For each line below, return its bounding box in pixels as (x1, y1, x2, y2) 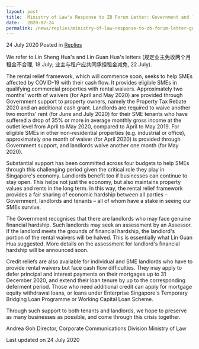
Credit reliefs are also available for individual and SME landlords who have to (6, 258, 193, 265)
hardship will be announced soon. (6, 247, 89, 254)
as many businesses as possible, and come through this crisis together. (6, 314, 181, 321)
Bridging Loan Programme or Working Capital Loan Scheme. (6, 296, 154, 303)
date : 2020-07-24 (6, 20, 54, 25)
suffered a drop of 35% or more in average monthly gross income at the (6, 117, 182, 124)
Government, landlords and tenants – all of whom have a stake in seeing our (6, 198, 191, 205)
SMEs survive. (6, 203, 41, 211)
